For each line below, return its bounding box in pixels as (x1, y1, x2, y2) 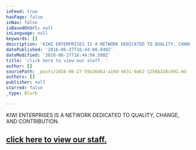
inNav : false (6, 19, 38, 25)
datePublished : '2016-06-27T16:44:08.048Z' (6, 47, 114, 53)
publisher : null (6, 80, 45, 86)
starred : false (6, 85, 43, 91)
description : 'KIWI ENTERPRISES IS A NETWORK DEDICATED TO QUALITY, (6, 42, 176, 47)
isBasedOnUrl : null (6, 25, 54, 31)
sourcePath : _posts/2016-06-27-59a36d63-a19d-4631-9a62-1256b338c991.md (6, 69, 187, 74)
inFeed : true (6, 8, 38, 15)
